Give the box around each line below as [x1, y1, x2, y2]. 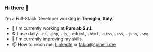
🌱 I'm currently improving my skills [11, 36, 82, 42]
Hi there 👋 [4, 4, 29, 11]
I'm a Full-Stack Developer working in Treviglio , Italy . [4, 16, 114, 22]
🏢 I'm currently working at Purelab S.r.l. [11, 25, 93, 31]
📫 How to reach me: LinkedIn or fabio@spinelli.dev [11, 42, 116, 48]
